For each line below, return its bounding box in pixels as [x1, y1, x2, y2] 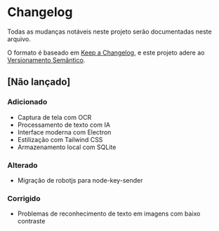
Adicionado [7, 97, 48, 107]
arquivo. [7, 34, 32, 43]
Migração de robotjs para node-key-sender [17, 176, 143, 184]
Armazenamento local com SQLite [17, 143, 117, 151]
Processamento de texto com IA [17, 120, 111, 129]
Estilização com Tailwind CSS [17, 135, 103, 143]
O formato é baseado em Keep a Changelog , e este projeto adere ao [7, 48, 205, 57]
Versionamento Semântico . [7, 55, 86, 64]
